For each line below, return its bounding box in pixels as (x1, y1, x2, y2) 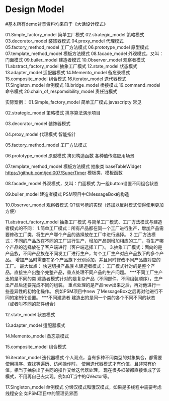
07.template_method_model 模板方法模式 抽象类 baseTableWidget (5, 163, 142, 169)
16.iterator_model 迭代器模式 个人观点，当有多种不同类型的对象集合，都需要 (5, 354, 162, 360)
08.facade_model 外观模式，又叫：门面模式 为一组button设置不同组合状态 (5, 180, 158, 186)
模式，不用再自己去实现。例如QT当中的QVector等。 (5, 373, 112, 379)
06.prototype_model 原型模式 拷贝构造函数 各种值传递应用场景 (5, 152, 135, 158)
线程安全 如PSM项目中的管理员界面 (5, 390, 78, 396)
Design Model (5, 4, 64, 15)
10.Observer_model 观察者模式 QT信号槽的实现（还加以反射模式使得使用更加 (5, 202, 164, 208)
